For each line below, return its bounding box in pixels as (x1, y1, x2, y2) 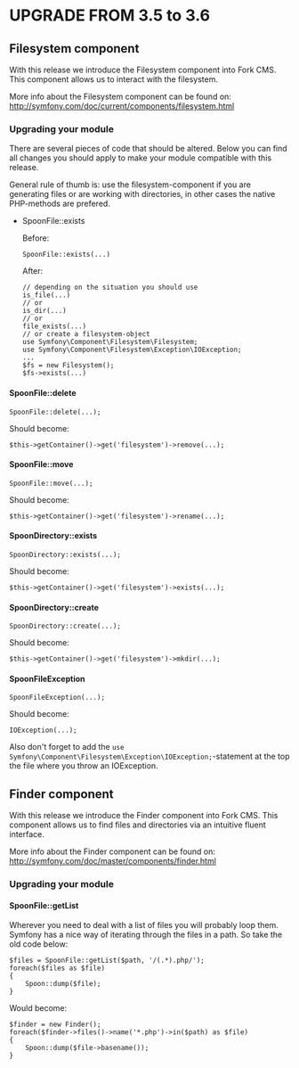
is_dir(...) (21, 307, 67, 316)
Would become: (9, 1003, 68, 1014)
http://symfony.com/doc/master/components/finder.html (9, 856, 216, 867)
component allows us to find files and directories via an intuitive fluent (9, 819, 267, 830)
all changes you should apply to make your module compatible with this (9, 152, 272, 163)
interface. (9, 829, 44, 840)
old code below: (9, 939, 69, 949)
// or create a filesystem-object (21, 330, 150, 339)
